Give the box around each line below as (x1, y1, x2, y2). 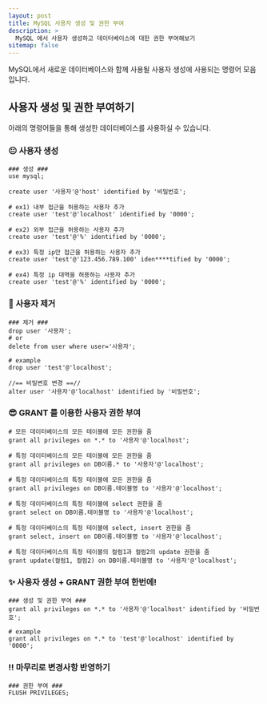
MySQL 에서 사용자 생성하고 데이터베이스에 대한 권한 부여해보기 (15, 34, 196, 42)
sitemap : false (8, 42, 59, 50)
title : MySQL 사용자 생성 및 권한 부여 (8, 19, 125, 27)
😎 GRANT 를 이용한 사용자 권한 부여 (8, 407, 141, 419)
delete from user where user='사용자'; (8, 342, 136, 350)
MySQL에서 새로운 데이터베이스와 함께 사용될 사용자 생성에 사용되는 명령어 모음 (8, 65, 257, 75)
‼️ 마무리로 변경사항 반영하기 (8, 662, 110, 674)
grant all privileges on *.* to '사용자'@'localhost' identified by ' (8, 605, 244, 613)
